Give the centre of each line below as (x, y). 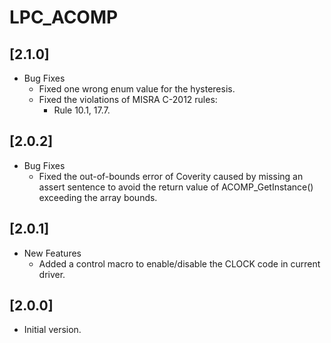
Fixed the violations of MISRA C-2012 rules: (128, 99)
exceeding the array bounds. (98, 197)
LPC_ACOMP (64, 17)
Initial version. (52, 330)
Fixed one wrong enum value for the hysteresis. (137, 89)
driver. (52, 274)
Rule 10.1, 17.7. (82, 110)
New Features (52, 253)
